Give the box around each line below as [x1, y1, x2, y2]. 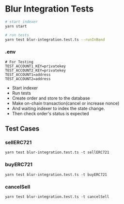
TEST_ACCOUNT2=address [5, 76, 51, 81]
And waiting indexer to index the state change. [12, 105, 105, 111]
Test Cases [5, 125, 40, 133]
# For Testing [5, 59, 34, 64]
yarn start [5, 24, 27, 29]
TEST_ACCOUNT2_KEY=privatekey [5, 68, 66, 73]
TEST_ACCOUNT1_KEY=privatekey [5, 64, 66, 69]
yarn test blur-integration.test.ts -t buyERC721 [5, 172, 108, 177]
